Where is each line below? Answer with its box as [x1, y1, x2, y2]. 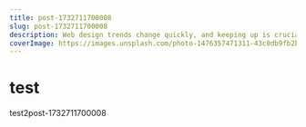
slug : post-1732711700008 [9, 22, 107, 31]
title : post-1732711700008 [9, 13, 112, 23]
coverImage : [9, 38, 55, 48]
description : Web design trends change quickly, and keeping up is [9, 30, 271, 39]
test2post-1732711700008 [9, 108, 107, 119]
